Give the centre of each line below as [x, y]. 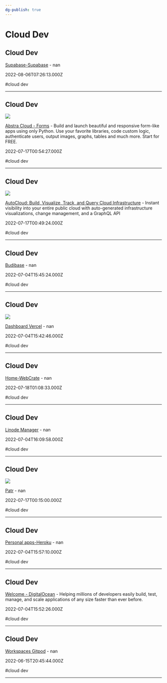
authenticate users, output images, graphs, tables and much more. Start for [82, 136]
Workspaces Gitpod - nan [32, 651]
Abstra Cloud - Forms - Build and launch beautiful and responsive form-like [82, 126]
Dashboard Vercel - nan [30, 326]
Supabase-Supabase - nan [33, 65]
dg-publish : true [23, 10]
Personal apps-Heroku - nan [34, 542]
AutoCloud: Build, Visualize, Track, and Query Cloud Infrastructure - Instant [82, 203]
